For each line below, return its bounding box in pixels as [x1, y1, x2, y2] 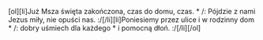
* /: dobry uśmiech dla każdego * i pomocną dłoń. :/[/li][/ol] [8, 24, 201, 32]
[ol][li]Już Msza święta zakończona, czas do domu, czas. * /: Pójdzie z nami [8, 7, 256, 16]
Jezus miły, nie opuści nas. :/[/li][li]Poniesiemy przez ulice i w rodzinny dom [8, 15, 255, 24]
